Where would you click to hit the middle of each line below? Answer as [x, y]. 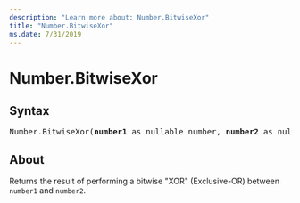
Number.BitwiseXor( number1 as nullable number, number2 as [142, 132]
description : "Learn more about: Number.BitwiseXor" [109, 17]
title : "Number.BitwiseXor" [62, 26]
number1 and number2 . [48, 191]
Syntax [29, 111]
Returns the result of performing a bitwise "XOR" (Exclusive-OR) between [144, 181]
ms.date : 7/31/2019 [46, 34]
